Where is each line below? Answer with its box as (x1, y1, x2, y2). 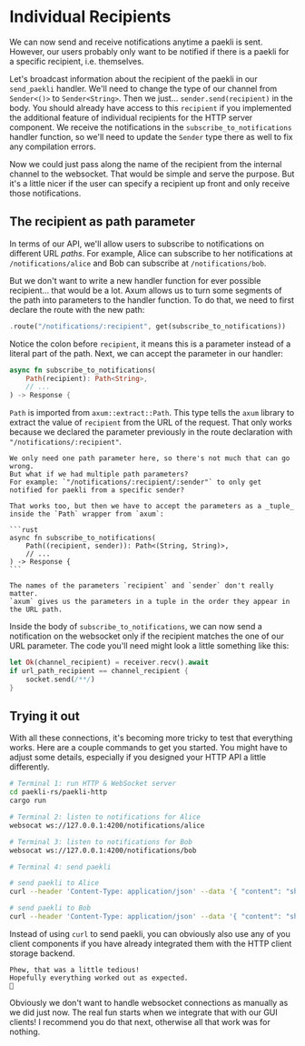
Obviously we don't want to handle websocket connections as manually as (9, 997, 289, 1008)
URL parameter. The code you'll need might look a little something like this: (9, 640, 290, 651)
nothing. (9, 1026, 41, 1037)
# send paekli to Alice (9, 879, 100, 888)
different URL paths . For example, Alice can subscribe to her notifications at (9, 247, 293, 258)
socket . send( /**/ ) (25, 675, 95, 684)
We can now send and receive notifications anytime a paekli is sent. (9, 36, 263, 47)
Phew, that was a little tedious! (9, 965, 141, 974)
